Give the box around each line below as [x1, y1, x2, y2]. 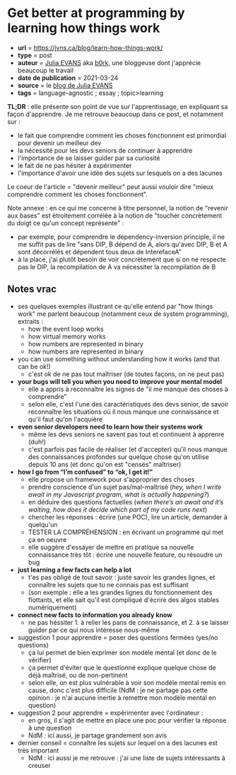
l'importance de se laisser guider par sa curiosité [17, 154, 160, 162]
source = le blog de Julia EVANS [17, 81, 113, 89]
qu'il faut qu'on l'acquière [28, 414, 103, 423]
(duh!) [28, 437, 46, 446]
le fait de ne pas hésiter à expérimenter [17, 161, 132, 169]
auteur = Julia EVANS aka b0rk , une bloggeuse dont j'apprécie [17, 58, 201, 67]
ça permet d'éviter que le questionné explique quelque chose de [28, 663, 217, 672]
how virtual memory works [28, 332, 106, 341]
